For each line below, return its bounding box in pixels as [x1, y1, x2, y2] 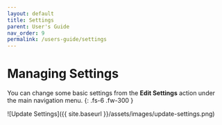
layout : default [7, 10, 54, 17]
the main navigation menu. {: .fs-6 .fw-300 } [7, 97, 134, 105]
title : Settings [7, 17, 54, 24]
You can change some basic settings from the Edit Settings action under [7, 89, 216, 97]
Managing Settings [7, 66, 119, 82]
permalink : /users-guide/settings [7, 36, 108, 43]
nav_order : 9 [7, 29, 45, 37]
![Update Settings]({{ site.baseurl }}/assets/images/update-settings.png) [7, 110, 215, 118]
